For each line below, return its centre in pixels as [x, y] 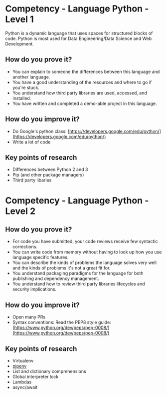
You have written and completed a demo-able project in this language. [84, 103]
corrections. [25, 247]
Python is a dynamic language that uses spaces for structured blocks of [79, 33]
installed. [22, 98]
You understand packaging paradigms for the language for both [78, 273]
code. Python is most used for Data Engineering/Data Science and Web [79, 38]
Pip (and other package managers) [48, 175]
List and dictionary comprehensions [49, 371]
